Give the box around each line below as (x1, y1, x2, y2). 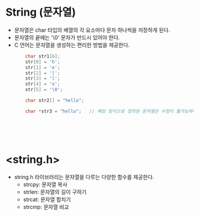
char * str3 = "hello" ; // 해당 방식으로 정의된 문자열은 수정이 (25, 108, 174, 114)
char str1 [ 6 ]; (25, 53, 60, 59)
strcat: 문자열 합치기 (23, 196, 71, 203)
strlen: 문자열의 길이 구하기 (23, 188, 87, 195)
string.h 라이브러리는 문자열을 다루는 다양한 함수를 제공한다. (14, 173, 155, 180)
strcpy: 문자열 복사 (23, 181, 68, 188)
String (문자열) (5, 5, 76, 19)
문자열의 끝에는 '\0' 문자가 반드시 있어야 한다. (14, 34, 120, 41)
